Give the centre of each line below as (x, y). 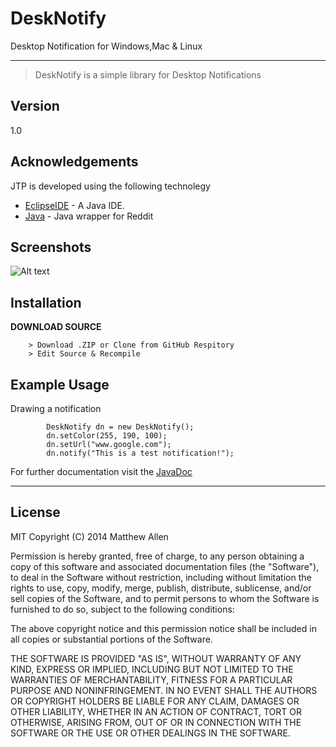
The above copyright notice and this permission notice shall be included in (163, 628)
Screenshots (51, 247)
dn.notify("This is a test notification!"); (140, 453)
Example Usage (60, 384)
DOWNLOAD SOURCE (56, 327)
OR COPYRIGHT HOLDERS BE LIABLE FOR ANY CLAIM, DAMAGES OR (155, 701)
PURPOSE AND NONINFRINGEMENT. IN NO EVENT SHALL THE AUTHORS (164, 690)
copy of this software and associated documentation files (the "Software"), (165, 566)
